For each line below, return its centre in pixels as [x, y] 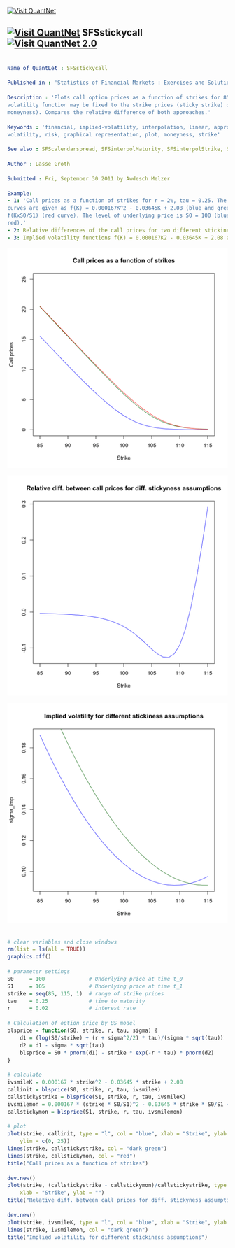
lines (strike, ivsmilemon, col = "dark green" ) [78, 1230]
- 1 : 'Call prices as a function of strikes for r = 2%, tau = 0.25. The [117, 201]
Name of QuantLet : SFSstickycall [58, 68]
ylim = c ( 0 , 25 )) [45, 1141]
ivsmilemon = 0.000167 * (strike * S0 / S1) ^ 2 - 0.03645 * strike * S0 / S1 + [119, 1104]
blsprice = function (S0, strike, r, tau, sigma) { [83, 1031]
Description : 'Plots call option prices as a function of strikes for [114, 98]
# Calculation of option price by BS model [72, 1023]
